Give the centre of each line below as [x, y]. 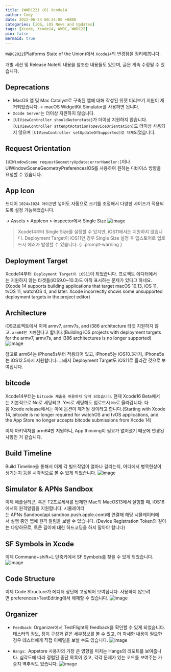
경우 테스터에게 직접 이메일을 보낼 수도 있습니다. [60, 640]
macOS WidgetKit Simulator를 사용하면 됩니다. [92, 107]
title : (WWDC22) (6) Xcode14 [36, 10]
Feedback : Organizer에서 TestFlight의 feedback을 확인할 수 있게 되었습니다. [89, 627]
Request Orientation [38, 149]
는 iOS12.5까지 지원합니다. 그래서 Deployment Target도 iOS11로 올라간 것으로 [83, 360]
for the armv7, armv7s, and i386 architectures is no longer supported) [78, 338]
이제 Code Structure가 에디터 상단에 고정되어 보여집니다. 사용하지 [71, 592]
